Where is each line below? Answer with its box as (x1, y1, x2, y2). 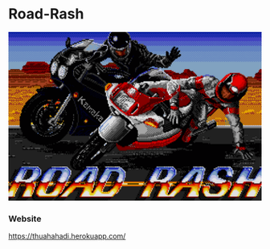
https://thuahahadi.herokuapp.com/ (8, 231, 126, 241)
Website (8, 213, 42, 224)
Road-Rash (8, 5, 84, 23)
